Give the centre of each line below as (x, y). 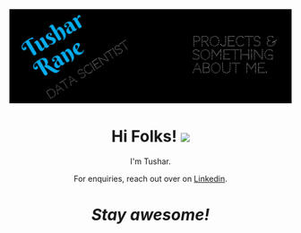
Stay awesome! (150, 215)
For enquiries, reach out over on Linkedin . (150, 178)
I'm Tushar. (150, 161)
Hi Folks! (144, 137)
